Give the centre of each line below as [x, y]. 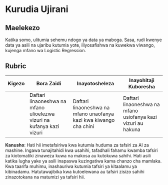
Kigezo [16, 83]
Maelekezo [22, 28]
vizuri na [39, 120]
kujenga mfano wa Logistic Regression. [46, 50]
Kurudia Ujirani [37, 9]
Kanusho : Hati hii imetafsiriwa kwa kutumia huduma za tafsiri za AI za [77, 145]
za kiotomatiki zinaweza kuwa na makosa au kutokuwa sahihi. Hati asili [78, 155]
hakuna [132, 129]
